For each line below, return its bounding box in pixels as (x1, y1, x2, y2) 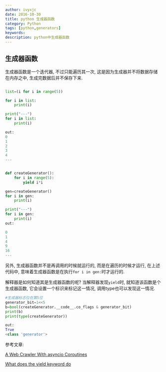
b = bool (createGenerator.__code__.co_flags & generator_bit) (5, 305, 132, 310)
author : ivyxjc (5, 7, 37, 12)
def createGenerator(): (5, 171, 55, 176)
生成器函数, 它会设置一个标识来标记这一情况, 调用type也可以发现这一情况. (5, 286, 155, 292)
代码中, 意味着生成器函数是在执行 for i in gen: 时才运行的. (5, 269, 125, 275)
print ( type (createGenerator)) (5, 313, 68, 319)
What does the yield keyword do (5, 361, 71, 367)
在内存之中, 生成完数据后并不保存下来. (5, 75, 83, 81)
